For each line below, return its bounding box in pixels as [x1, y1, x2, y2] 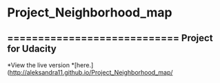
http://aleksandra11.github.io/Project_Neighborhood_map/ [9, 69, 174, 76]
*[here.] [71, 61, 94, 69]
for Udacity [7, 43, 57, 54]
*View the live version [7, 61, 70, 69]
